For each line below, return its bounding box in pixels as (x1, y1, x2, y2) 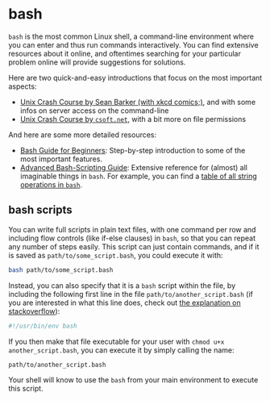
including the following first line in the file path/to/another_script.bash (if (8, 289, 254, 299)
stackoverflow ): (8, 306, 60, 315)
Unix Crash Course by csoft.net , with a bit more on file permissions (19, 114, 247, 123)
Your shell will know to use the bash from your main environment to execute (8, 375, 259, 385)
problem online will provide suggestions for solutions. (8, 57, 186, 67)
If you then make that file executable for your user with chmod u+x (8, 336, 225, 346)
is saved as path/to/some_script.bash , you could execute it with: (8, 250, 223, 260)
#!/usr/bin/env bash (8, 322, 78, 330)
